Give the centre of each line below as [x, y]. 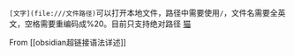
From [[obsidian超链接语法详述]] [68, 42]
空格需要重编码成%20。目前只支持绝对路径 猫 [108, 24]
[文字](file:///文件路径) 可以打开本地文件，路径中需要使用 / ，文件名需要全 [143, 13]
